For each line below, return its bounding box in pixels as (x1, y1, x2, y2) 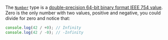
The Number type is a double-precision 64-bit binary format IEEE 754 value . (5, 5, 163, 10)
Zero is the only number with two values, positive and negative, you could (5, 10, 161, 16)
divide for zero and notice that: (5, 15, 71, 21)
